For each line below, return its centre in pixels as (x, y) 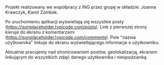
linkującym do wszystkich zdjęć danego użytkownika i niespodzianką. (76, 57)
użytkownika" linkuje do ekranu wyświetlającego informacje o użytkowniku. (82, 43)
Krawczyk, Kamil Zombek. (32, 12)
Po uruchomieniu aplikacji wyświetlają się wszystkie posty (65, 22)
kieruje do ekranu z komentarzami (40, 32)
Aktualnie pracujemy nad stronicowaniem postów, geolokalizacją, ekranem (81, 52)
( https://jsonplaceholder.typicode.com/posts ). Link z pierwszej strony (76, 27)
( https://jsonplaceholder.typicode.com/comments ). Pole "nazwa (71, 37)
